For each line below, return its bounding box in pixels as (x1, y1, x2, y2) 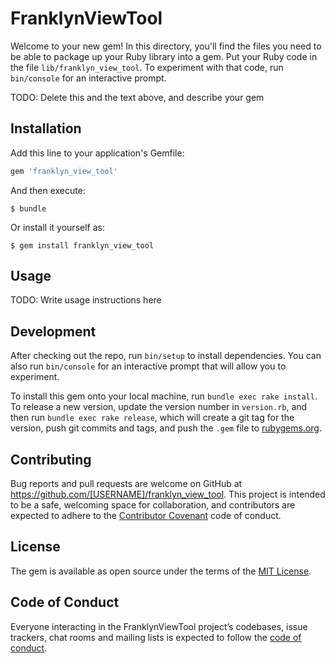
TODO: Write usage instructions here (10, 294, 162, 306)
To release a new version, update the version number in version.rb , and (10, 401, 308, 413)
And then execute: (10, 184, 86, 196)
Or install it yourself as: (10, 221, 105, 233)
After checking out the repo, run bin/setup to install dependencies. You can (10, 350, 322, 362)
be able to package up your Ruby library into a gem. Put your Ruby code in (10, 50, 318, 62)
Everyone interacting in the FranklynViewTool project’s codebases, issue (10, 620, 308, 632)
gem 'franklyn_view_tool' (10, 166, 118, 176)
